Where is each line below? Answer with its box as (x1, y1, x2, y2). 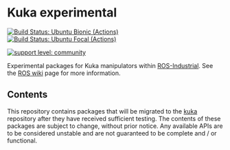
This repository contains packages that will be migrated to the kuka (7, 107, 198, 115)
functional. (7, 136, 38, 144)
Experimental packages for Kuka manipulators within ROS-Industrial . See (7, 61, 214, 69)
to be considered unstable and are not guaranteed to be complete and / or (7, 129, 218, 137)
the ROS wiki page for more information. (7, 69, 122, 77)
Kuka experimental (7, 5, 117, 21)
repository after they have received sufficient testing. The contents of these (7, 114, 221, 122)
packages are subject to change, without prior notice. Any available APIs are (7, 122, 223, 130)
